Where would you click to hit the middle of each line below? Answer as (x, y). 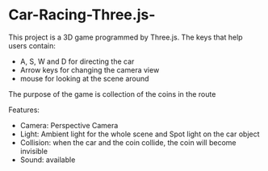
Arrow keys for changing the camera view (90, 69)
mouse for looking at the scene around (84, 78)
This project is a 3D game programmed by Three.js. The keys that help (126, 37)
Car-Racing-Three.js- (82, 15)
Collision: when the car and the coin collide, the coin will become (128, 142)
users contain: (32, 45)
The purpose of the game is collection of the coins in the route (112, 94)
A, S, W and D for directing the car (77, 61)
